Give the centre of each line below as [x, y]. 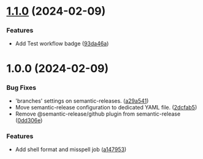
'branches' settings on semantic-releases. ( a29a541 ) [82, 101]
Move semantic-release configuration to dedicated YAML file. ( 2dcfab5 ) [106, 107]
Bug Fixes [21, 87]
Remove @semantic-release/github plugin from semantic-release [98, 114]
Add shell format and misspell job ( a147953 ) [71, 150]
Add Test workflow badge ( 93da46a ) [62, 43]
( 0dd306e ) [29, 120]
